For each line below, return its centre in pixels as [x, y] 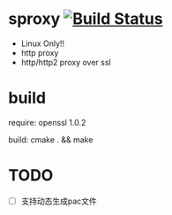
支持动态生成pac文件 [59, 201]
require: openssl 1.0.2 [47, 122]
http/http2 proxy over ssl [66, 62]
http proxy [40, 52]
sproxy [34, 19]
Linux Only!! [43, 43]
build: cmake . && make [51, 139]
